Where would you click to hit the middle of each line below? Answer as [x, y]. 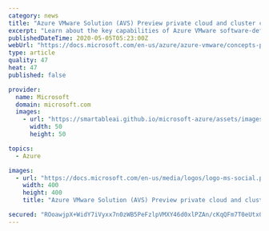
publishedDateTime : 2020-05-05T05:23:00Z [78, 38]
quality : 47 [28, 61]
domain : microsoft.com [53, 105]
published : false [37, 75]
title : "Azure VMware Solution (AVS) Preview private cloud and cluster [132, 23]
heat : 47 [23, 68]
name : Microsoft [42, 97]
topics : [21, 149]
